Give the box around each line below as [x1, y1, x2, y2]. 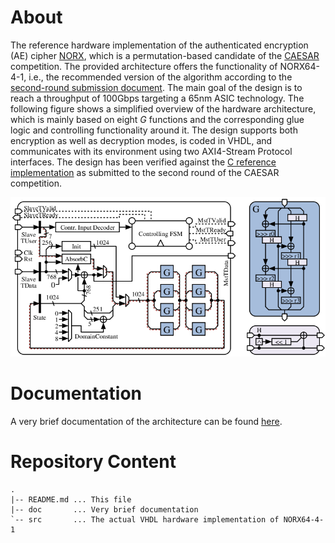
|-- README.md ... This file [10, 494, 132, 505]
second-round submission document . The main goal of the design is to [10, 81, 303, 93]
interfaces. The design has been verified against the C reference [10, 156, 277, 168]
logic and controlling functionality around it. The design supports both [10, 124, 298, 136]
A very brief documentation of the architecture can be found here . [10, 415, 283, 427]
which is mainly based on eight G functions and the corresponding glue [10, 113, 305, 125]
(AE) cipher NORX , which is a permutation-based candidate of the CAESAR [10, 49, 320, 61]
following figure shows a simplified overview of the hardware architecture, [10, 102, 317, 115]
